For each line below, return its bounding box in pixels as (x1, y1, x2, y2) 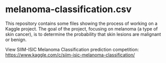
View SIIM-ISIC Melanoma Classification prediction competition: (5, 46, 139, 52)
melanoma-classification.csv (5, 4, 132, 15)
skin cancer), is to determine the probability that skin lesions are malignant (5, 31, 161, 37)
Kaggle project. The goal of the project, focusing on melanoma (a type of (5, 25, 158, 31)
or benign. (5, 37, 27, 43)
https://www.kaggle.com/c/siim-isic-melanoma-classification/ (5, 52, 136, 58)
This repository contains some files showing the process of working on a (5, 20, 158, 26)
